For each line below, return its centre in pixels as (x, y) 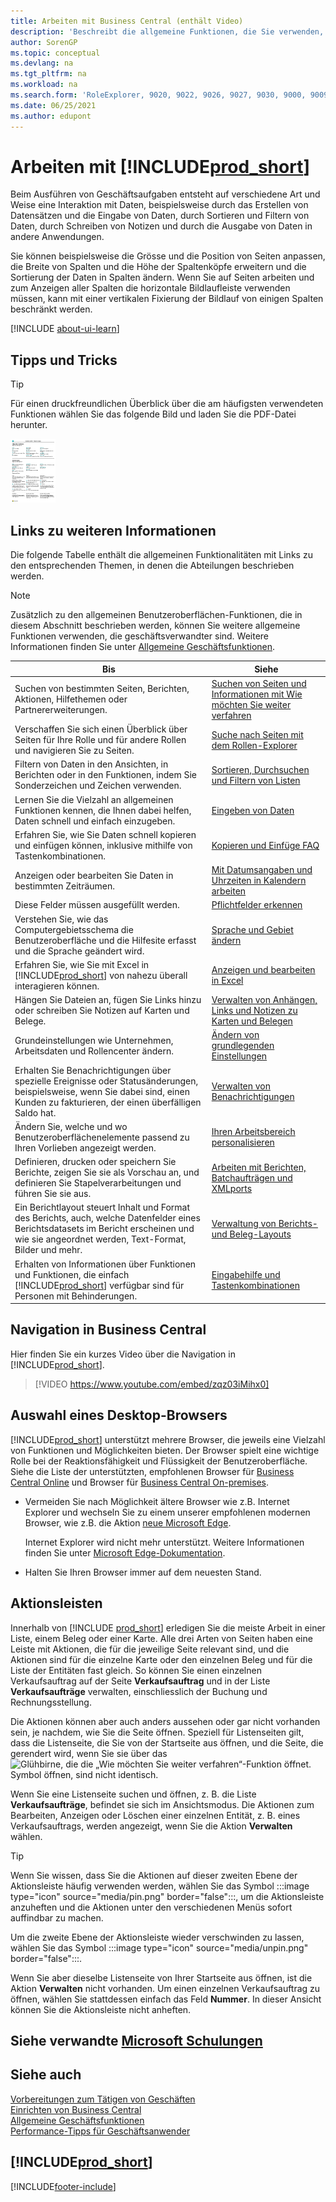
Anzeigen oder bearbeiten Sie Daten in (94, 875)
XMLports (232, 1188)
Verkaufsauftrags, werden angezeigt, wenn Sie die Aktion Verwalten (151, 1826)
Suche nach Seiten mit (257, 734)
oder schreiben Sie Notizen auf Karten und (102, 1011)
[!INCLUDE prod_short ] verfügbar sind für (99, 1285)
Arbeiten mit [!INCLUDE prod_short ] (160, 166)
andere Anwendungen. (57, 237)
